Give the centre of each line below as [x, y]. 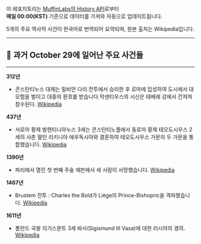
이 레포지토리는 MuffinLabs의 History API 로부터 [63, 9]
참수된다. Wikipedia [38, 104]
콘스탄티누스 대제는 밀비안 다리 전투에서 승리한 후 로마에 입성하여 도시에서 [101, 89]
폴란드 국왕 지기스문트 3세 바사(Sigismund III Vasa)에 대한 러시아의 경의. [100, 228]
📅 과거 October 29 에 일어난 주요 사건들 [75, 55]
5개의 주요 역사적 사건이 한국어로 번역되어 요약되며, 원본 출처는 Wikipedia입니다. [100, 29]
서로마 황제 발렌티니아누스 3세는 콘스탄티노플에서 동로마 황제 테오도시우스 [101, 129]
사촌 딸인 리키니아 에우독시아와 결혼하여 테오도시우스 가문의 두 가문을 [107, 137]
